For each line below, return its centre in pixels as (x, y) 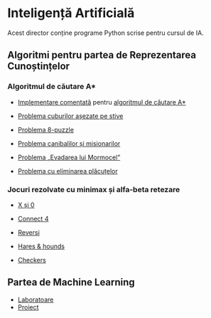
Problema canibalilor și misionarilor (69, 143)
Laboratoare (36, 300)
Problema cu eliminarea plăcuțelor (68, 171)
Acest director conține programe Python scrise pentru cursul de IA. (105, 33)
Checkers (32, 260)
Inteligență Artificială (71, 13)
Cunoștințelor (38, 67)
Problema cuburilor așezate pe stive (70, 116)
